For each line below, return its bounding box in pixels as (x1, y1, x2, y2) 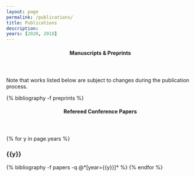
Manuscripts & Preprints (69, 49, 131, 57)
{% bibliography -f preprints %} (6, 94, 84, 101)
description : (6, 25, 39, 32)
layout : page (6, 8, 39, 15)
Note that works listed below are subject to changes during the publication (6, 76, 190, 83)
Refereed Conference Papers (63, 108, 137, 115)
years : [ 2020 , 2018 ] (6, 31, 58, 37)
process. (6, 83, 28, 90)
